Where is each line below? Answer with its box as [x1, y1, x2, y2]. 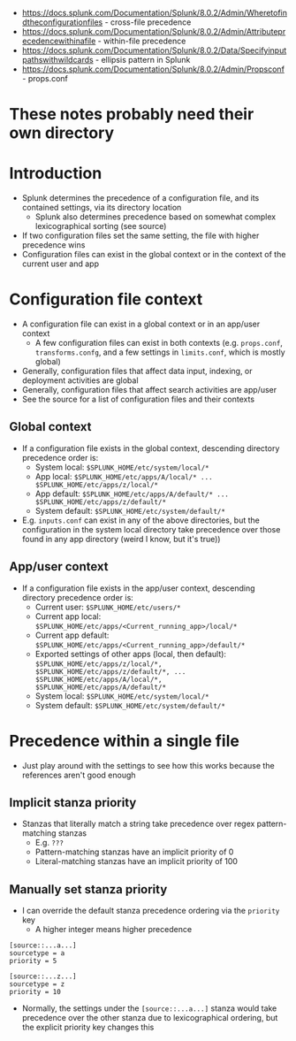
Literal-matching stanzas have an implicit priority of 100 [34, 856, 239, 867]
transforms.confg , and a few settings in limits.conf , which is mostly [34, 347, 285, 357]
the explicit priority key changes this [21, 1022, 155, 1033]
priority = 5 [9, 957, 57, 966]
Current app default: [34, 630, 110, 640]
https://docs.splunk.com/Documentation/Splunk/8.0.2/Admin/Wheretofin [21, 8, 288, 18]
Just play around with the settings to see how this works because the [21, 760, 276, 770]
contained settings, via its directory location [21, 203, 182, 213]
